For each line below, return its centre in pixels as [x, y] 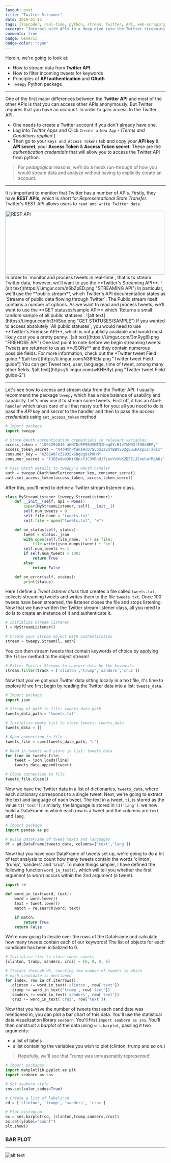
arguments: [17, 1031]
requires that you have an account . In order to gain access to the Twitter [81, 109]
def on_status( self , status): [47, 530]
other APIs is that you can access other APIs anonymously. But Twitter [79, 104]
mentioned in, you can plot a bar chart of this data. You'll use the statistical [84, 1014]
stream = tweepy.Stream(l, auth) [41, 641]
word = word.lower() [36, 899]
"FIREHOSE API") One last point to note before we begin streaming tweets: [83, 342]
